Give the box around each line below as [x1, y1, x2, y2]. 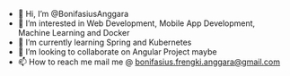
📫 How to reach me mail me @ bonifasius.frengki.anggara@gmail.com [17, 56, 281, 67]
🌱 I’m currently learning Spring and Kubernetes [17, 37, 192, 47]
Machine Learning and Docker [17, 28, 130, 38]
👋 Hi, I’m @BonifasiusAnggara [17, 9, 129, 19]
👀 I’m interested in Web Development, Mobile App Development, [17, 18, 256, 29]
